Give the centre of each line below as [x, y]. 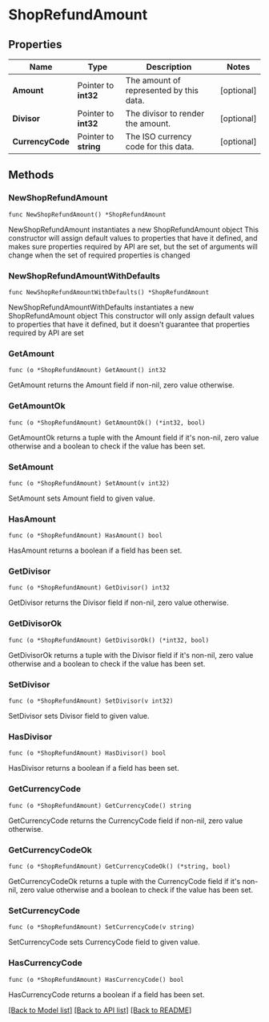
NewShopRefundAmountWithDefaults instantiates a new [101, 307]
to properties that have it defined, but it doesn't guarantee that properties [129, 324]
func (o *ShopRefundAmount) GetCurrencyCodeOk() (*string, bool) [119, 866]
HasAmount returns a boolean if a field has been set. [95, 550]
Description [169, 67]
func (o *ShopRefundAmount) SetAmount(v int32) [89, 483]
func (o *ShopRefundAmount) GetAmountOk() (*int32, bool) [107, 423]
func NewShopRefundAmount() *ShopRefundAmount [87, 214]
